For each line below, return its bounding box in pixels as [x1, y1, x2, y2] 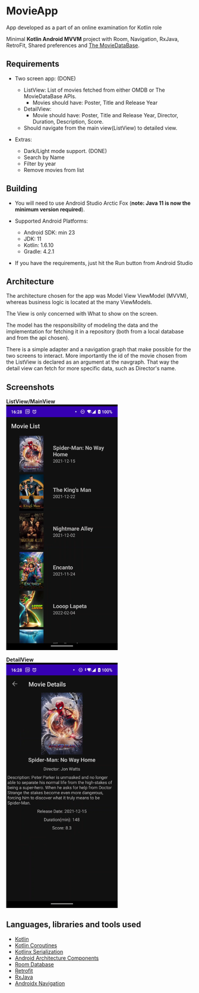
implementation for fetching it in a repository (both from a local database [6, 328, 184, 335]
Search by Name [23, 154, 65, 161]
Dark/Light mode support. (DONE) [23, 147, 108, 154]
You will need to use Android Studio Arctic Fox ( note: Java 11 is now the [14, 199, 191, 207]
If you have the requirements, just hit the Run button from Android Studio [14, 259, 193, 266]
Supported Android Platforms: [14, 217, 88, 224]
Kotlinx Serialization [14, 948, 64, 955]
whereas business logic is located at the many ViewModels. [6, 299, 153, 306]
